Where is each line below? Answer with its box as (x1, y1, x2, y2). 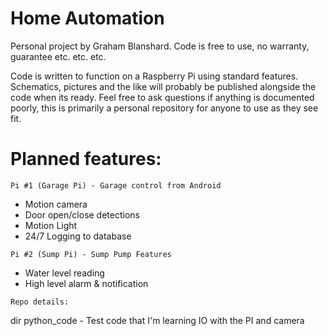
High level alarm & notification (24, 277, 149, 289)
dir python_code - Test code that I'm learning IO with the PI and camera (10, 314, 305, 326)
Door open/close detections (24, 208, 140, 221)
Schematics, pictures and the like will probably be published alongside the (10, 80, 317, 92)
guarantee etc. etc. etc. (10, 50, 107, 62)
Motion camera (24, 198, 88, 210)
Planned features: (10, 148, 162, 171)
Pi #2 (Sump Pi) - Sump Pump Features (10, 249, 172, 259)
